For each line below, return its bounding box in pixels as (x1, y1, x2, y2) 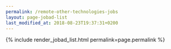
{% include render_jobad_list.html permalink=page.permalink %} (5, 36, 166, 44)
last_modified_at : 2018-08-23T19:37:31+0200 (5, 20, 118, 26)
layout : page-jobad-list (5, 14, 68, 20)
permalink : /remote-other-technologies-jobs (5, 8, 118, 15)
